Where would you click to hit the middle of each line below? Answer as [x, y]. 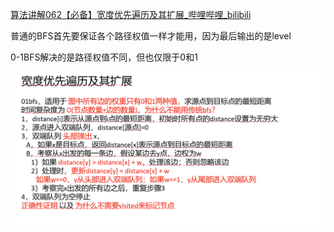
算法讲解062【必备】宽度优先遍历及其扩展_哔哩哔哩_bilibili [131, 14]
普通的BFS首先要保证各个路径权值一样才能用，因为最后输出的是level [151, 36]
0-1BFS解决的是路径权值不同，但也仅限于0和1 [104, 57]
